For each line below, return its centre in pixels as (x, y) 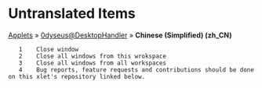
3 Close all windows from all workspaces (93, 63)
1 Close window (49, 49)
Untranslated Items (72, 14)
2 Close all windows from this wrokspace (93, 56)
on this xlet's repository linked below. (77, 76)
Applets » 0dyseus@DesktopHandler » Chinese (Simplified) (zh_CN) (120, 35)
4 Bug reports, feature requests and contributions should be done (136, 70)
